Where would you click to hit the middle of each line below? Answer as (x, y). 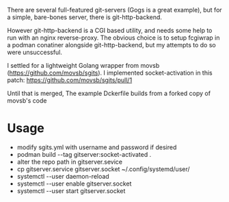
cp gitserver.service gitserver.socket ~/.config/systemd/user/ (103, 169)
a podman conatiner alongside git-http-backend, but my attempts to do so (112, 45)
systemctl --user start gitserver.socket (71, 190)
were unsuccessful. (35, 52)
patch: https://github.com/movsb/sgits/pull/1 (70, 80)
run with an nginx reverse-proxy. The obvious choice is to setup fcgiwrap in (113, 38)
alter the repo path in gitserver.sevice (70, 162)
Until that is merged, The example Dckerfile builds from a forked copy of (109, 93)
